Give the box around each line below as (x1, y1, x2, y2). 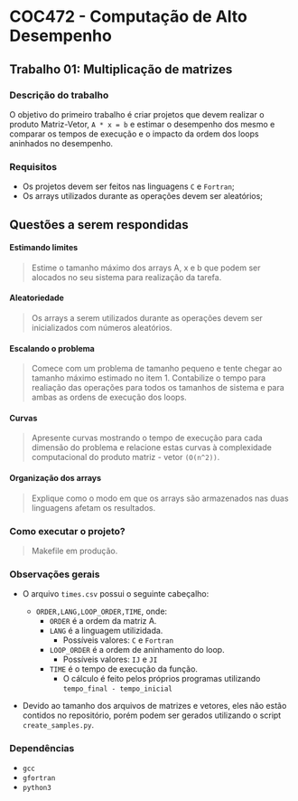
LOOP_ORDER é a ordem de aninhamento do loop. (49, 645, 225, 655)
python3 (22, 784, 51, 793)
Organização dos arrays (9, 472, 102, 483)
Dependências (9, 742, 75, 755)
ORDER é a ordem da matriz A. (49, 616, 157, 627)
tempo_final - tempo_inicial (62, 684, 173, 693)
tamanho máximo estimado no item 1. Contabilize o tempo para (31, 372, 266, 383)
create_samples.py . (22, 720, 95, 730)
